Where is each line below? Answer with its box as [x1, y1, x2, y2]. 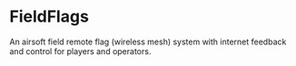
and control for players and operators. [9, 45, 152, 56]
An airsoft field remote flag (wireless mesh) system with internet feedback [9, 36, 287, 47]
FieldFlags [9, 6, 89, 27]
